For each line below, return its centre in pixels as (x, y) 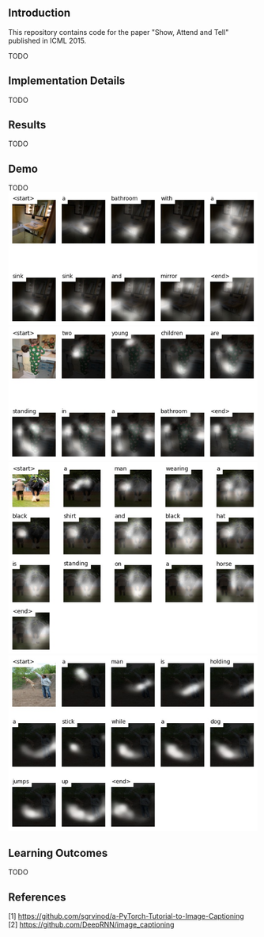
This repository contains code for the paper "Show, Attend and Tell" (119, 32)
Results (27, 125)
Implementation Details (67, 81)
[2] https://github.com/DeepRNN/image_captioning (91, 924)
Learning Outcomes (58, 853)
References (37, 897)
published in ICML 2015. (47, 40)
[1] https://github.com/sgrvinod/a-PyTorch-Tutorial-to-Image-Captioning (126, 916)
